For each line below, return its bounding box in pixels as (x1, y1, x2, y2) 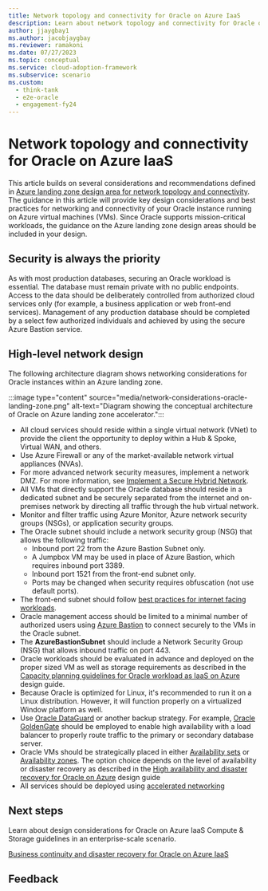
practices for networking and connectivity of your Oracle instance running (8, 204, 252, 214)
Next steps (8, 804, 64, 818)
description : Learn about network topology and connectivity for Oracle (8, 19, 255, 27)
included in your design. (8, 229, 88, 239)
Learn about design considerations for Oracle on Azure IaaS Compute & (8, 825, 244, 834)
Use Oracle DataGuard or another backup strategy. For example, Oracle (19, 713, 255, 723)
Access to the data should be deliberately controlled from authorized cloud (8, 290, 255, 300)
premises (19, 501, 51, 511)
